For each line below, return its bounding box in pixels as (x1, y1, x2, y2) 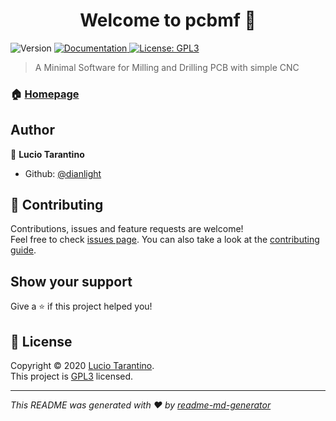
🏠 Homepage (10, 87, 80, 101)
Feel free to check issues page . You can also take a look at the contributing (10, 234, 320, 246)
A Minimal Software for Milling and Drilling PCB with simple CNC (34, 61, 300, 73)
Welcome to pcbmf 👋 (79, 9, 257, 32)
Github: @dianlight (24, 167, 102, 179)
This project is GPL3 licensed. (10, 370, 134, 383)
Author (10, 122, 55, 139)
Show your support (10, 273, 133, 290)
